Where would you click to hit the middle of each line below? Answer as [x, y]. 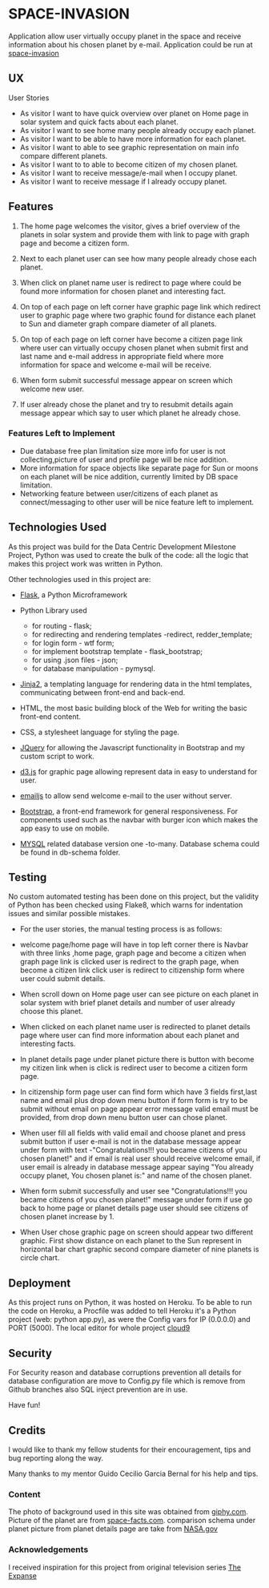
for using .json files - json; [75, 660]
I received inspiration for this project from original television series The [125, 1567]
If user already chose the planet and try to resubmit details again [126, 404]
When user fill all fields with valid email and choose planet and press [132, 1133]
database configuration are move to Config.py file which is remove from [127, 1381]
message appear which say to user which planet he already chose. [130, 413]
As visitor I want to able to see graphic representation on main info [129, 147]
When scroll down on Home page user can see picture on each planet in [139, 994]
